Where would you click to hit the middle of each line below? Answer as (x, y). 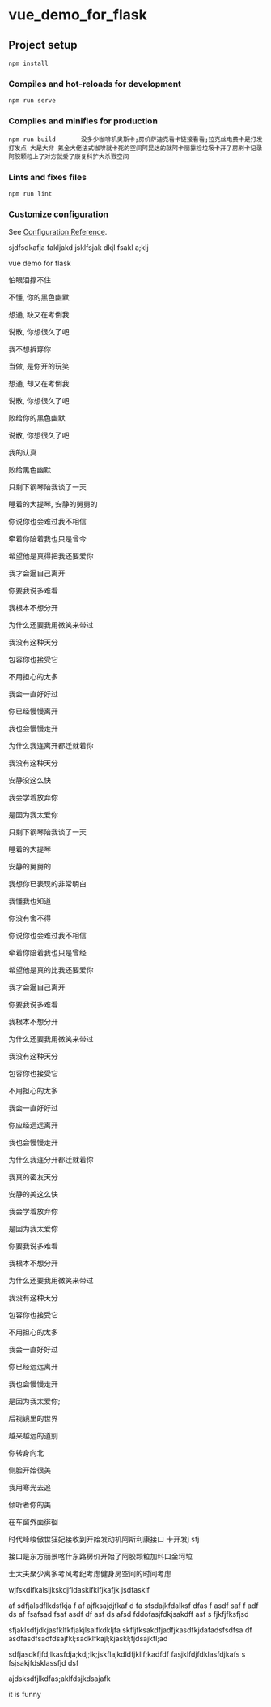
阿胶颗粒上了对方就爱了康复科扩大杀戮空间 (69, 157)
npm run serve (32, 101)
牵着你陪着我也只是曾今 (47, 539)
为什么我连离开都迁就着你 (51, 746)
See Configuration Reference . (58, 232)
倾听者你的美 (30, 1505)
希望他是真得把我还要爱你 (51, 556)
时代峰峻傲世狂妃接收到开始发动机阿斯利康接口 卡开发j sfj (104, 1539)
